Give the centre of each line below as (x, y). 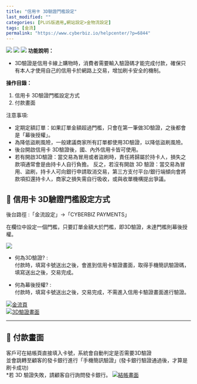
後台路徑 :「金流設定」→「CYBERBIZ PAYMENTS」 (68, 214)
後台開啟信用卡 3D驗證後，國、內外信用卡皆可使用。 (78, 149)
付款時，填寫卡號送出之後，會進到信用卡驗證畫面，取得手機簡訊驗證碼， (102, 265)
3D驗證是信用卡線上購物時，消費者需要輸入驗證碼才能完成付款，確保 (98, 63)
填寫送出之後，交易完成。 (45, 272)
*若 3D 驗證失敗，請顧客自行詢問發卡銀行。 (59, 375)
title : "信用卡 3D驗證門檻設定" (42, 11)
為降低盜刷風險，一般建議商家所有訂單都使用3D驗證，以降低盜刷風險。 (100, 142)
